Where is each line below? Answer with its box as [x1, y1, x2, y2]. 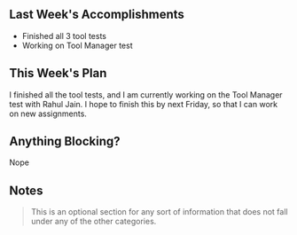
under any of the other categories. [30, 216, 157, 227]
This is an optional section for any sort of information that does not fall [30, 207, 288, 217]
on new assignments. [9, 108, 87, 119]
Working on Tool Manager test [21, 40, 133, 51]
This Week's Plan [9, 66, 107, 81]
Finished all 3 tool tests [21, 30, 107, 41]
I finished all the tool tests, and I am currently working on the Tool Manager [9, 89, 283, 100]
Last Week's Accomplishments [9, 7, 184, 22]
